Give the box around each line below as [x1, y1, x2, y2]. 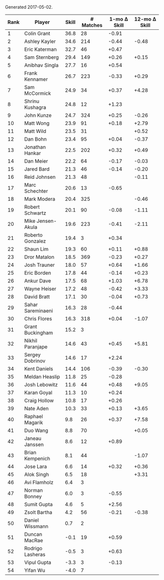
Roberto [24, 232, 43, 238]
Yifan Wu [24, 567, 45, 574]
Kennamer [24, 76, 48, 83]
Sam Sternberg [24, 54, 59, 61]
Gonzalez [24, 238, 46, 244]
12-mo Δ [134, 16, 157, 22]
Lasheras [24, 551, 45, 558]
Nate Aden [24, 405, 49, 412]
